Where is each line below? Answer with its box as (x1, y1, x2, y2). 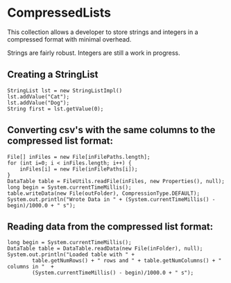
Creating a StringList (7, 69, 99, 80)
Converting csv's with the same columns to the (7, 124, 216, 136)
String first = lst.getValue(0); (7, 105, 104, 112)
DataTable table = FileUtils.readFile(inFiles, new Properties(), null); (7, 178, 225, 185)
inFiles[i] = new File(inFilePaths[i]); (19, 165, 138, 173)
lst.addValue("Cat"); (7, 93, 70, 100)
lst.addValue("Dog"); (7, 99, 70, 106)
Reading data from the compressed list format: (7, 221, 214, 232)
